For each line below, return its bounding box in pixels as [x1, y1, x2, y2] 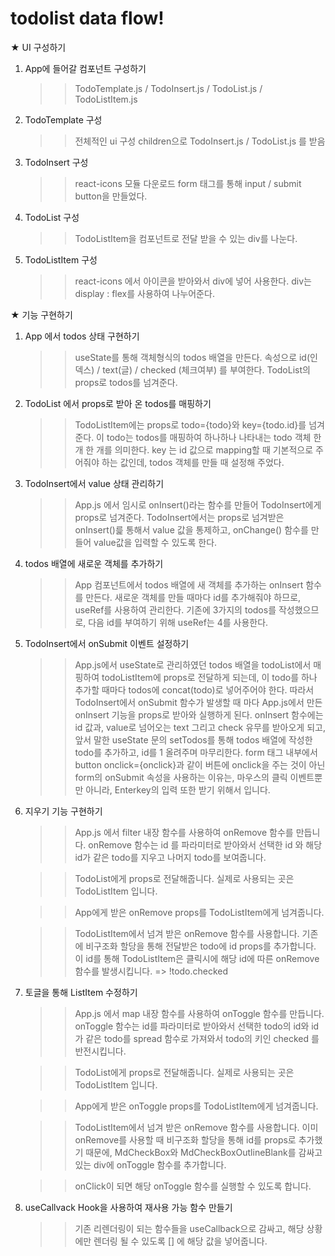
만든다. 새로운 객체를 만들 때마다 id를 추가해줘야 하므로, [85, 591, 302, 603]
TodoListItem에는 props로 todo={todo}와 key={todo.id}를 [74, 418, 307, 431]
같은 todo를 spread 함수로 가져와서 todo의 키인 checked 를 [85, 1032, 320, 1044]
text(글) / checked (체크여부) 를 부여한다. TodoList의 [102, 363, 311, 376]
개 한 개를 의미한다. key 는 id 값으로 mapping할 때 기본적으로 [74, 443, 314, 456]
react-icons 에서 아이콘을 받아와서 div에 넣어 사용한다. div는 [74, 275, 312, 287]
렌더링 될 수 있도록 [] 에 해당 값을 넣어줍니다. [93, 1235, 268, 1247]
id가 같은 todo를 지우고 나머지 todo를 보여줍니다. [74, 851, 267, 863]
